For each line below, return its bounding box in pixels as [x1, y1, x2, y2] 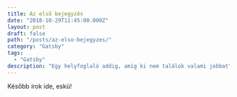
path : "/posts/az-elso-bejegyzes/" [7, 37, 112, 44]
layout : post [7, 23, 46, 30]
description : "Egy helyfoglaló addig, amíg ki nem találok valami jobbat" [7, 63, 232, 70]
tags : [7, 50, 23, 57]
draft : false [7, 30, 46, 37]
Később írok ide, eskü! [7, 82, 72, 90]
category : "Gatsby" [7, 43, 65, 50]
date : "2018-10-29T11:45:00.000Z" [7, 17, 109, 24]
